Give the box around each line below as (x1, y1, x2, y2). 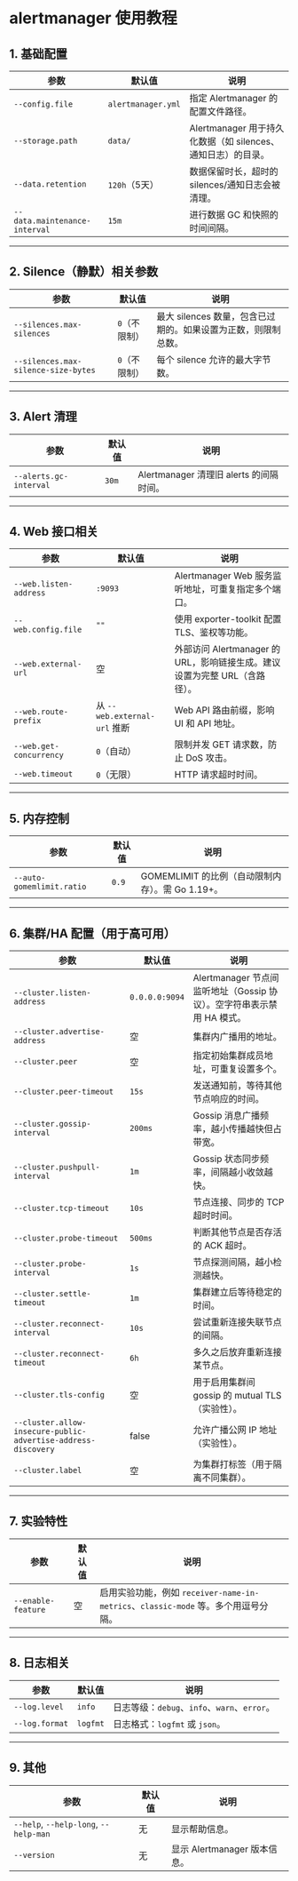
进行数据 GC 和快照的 (189, 209, 279, 220)
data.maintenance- (13, 216, 91, 226)
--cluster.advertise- (13, 1027, 105, 1037)
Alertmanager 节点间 (192, 972, 279, 984)
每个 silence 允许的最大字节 (156, 353, 271, 365)
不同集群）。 (201, 1471, 251, 1484)
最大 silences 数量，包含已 (156, 310, 268, 323)
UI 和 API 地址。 (174, 717, 241, 729)
